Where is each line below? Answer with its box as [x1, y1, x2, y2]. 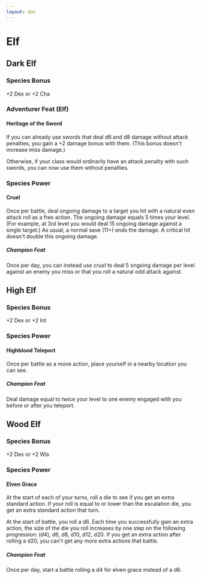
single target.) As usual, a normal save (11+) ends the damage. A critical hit [6, 226, 191, 233]
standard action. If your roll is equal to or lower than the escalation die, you [6, 500, 191, 508]
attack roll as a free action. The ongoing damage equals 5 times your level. [6, 214, 191, 221]
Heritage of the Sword [6, 120, 62, 127]
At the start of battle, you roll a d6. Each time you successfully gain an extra [6, 518, 193, 526]
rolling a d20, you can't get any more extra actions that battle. [6, 538, 159, 545]
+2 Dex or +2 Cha [6, 90, 50, 97]
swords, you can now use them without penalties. [6, 164, 129, 171]
